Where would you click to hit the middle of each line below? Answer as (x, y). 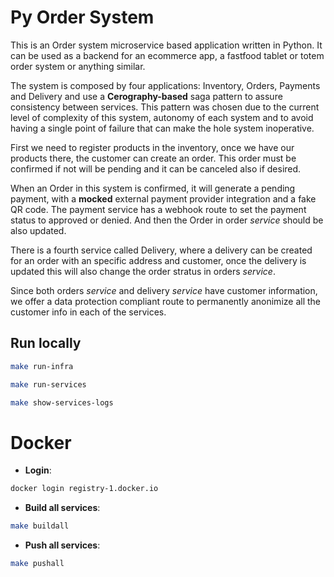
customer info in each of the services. (88, 312)
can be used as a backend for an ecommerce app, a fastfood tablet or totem (167, 55)
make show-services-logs (62, 402)
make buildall (40, 526)
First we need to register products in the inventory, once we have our (152, 147)
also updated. (38, 230)
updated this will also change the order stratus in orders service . (143, 271)
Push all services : (62, 545)
